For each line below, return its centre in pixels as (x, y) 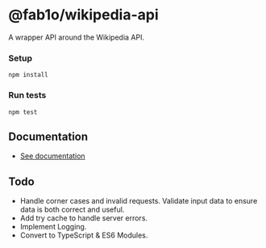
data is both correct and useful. (72, 210)
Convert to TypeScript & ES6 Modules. (84, 235)
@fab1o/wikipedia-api (83, 15)
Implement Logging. (53, 227)
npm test (23, 112)
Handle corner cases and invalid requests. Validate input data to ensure (139, 201)
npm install (28, 75)
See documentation (53, 156)
